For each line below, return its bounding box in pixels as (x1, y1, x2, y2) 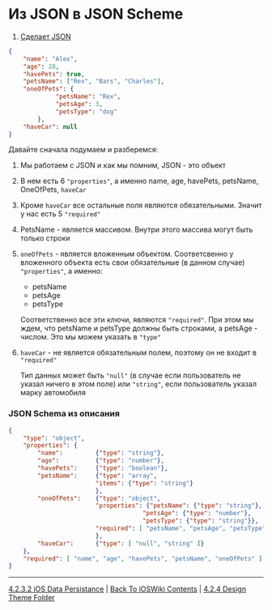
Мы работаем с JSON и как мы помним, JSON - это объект (19, 160, 227, 170)
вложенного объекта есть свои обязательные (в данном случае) (19, 258, 245, 267)
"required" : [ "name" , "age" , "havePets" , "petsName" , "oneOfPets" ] (23, 554, 263, 563)
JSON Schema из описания (8, 408, 120, 420)
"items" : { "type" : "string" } (95, 479, 194, 487)
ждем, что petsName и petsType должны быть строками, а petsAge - (19, 323, 258, 333)
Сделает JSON (19, 32, 71, 41)
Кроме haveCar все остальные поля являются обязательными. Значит (19, 200, 262, 211)
